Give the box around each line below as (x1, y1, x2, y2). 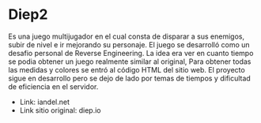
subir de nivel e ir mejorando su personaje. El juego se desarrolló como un (8, 39, 251, 49)
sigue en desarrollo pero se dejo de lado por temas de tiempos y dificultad (8, 73, 251, 83)
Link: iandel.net (19, 97, 70, 106)
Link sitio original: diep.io (19, 105, 101, 115)
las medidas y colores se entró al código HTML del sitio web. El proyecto (8, 65, 245, 74)
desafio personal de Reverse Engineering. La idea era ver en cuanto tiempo (8, 48, 254, 58)
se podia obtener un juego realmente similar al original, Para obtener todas (8, 57, 252, 66)
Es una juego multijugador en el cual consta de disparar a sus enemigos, (8, 32, 245, 41)
